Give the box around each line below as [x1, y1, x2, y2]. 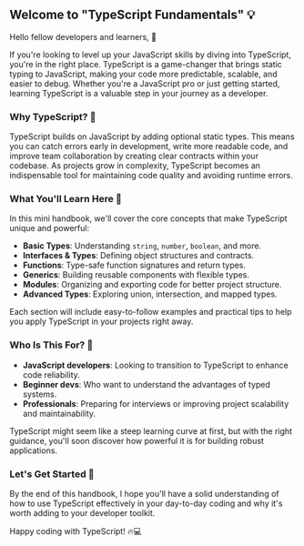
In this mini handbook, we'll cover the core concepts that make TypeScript [9, 213, 289, 224]
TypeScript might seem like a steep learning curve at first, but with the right [9, 425, 293, 436]
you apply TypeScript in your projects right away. [9, 316, 194, 327]
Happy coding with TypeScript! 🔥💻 [9, 526, 143, 536]
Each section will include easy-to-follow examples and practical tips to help [9, 307, 293, 318]
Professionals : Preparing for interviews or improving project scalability [22, 398, 289, 409]
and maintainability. [22, 408, 96, 419]
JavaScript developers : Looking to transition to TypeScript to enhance [22, 359, 289, 370]
